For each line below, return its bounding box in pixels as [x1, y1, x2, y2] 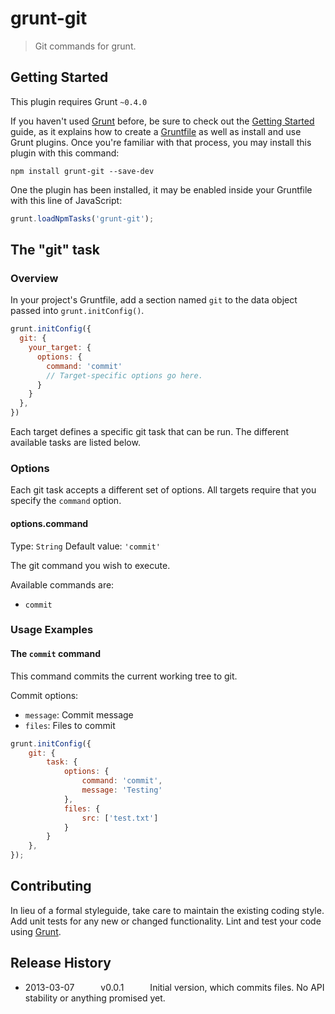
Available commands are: [10, 578, 115, 591]
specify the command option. [10, 495, 122, 507]
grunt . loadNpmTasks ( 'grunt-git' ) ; [10, 213, 155, 224]
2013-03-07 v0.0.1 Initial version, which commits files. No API [24, 981, 325, 993]
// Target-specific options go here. [46, 370, 203, 381]
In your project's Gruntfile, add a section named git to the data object [10, 294, 298, 306]
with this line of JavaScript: [10, 194, 123, 206]
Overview [10, 271, 59, 285]
